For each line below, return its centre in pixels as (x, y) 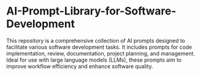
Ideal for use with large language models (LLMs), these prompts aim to (94, 60)
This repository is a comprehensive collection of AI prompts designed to (96, 40)
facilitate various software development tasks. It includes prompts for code (99, 47)
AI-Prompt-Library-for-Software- (91, 11)
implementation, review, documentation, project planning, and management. (101, 53)
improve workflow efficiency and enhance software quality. (80, 66)
